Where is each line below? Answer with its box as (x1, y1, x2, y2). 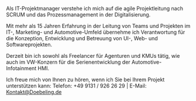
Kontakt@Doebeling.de (6, 89, 62, 95)
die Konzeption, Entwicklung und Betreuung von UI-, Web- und (6, 35, 158, 41)
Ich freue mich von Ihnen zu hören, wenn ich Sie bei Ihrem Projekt (6, 76, 165, 83)
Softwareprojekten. (6, 41, 53, 48)
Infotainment (6, 65, 37, 72)
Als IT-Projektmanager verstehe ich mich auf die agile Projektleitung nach (6, 5, 183, 12)
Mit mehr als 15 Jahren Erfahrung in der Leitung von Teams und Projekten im (6, 23, 191, 29)
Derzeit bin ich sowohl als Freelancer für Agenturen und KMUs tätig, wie (6, 53, 180, 59)
